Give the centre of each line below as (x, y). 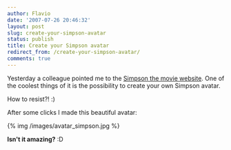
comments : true (29, 59)
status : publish (30, 39)
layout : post (26, 26)
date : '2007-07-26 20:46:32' (49, 20)
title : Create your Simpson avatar (58, 46)
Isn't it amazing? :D (35, 139)
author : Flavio (29, 13)
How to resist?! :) (31, 99)
